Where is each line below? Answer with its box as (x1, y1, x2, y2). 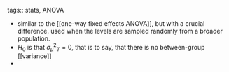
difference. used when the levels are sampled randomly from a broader (17, 27, 223, 35)
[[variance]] (17, 52, 52, 60)
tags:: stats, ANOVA (7, 6, 64, 14)
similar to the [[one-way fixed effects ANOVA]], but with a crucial (17, 20, 205, 27)
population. (17, 34, 50, 43)
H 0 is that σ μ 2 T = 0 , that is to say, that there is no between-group (17, 42, 205, 53)
